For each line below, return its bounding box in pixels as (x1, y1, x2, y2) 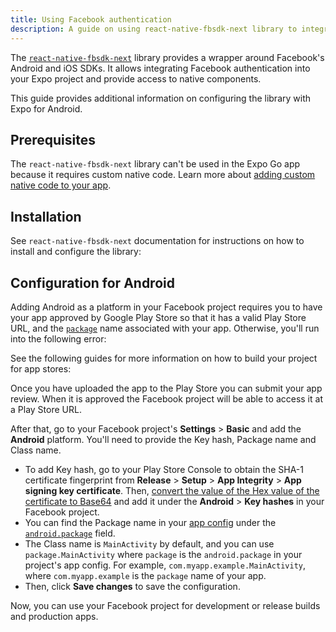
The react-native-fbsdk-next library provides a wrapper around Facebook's (10, 51, 325, 63)
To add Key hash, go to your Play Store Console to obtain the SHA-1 (24, 463, 304, 475)
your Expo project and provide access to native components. (10, 72, 262, 85)
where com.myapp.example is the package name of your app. (24, 569, 267, 581)
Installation (10, 208, 82, 225)
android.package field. (24, 527, 116, 539)
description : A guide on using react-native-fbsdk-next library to (10, 24, 298, 34)
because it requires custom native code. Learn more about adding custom (10, 169, 316, 181)
